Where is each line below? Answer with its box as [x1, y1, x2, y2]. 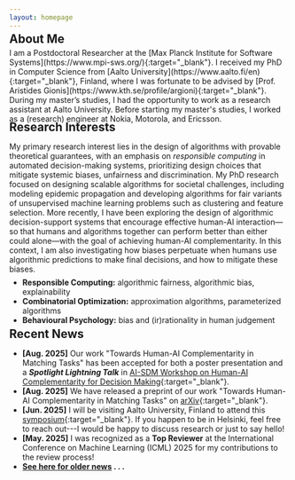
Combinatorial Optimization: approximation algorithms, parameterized [21, 296, 282, 307]
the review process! [21, 452, 95, 462]
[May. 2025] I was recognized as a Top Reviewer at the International [21, 432, 275, 444]
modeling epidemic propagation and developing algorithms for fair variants [9, 188, 283, 200]
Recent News [9, 326, 84, 342]
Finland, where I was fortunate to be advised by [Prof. [79, 76, 276, 87]
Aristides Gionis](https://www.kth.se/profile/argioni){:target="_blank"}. [9, 85, 268, 96]
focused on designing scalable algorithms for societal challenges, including [9, 179, 285, 190]
